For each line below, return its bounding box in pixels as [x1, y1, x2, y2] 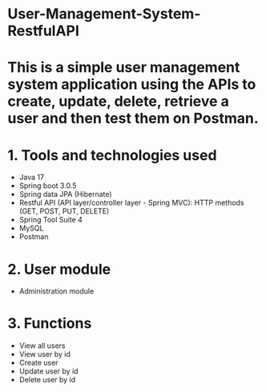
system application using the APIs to [7, 75, 256, 94]
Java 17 [18, 173, 45, 182]
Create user [18, 358, 58, 368]
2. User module [7, 260, 111, 278]
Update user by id [18, 366, 79, 376]
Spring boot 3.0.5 [18, 181, 77, 190]
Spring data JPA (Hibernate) [18, 190, 113, 199]
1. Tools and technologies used [7, 146, 217, 164]
